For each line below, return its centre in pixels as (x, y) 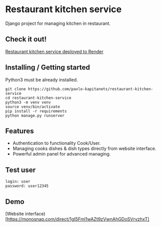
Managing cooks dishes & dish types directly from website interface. (84, 148)
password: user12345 (27, 186)
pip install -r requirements (36, 111)
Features (20, 131)
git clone (16, 89)
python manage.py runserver (35, 116)
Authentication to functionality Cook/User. (57, 143)
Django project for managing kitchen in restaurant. (58, 23)
